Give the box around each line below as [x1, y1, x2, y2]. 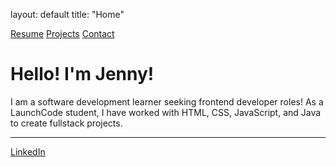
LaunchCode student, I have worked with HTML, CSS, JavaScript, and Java [10, 106, 322, 118]
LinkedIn [10, 145, 46, 158]
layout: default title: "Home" [10, 9, 125, 20]
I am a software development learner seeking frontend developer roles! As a [10, 95, 324, 108]
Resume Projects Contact [10, 28, 115, 39]
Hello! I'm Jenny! [10, 63, 155, 86]
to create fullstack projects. [10, 117, 123, 129]
